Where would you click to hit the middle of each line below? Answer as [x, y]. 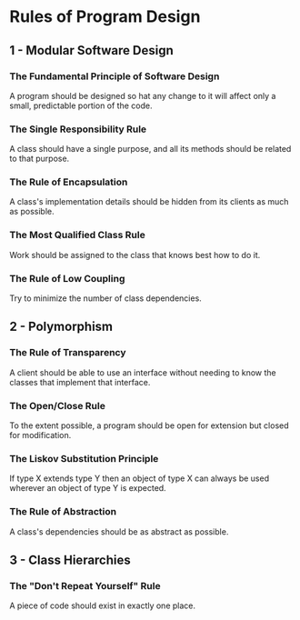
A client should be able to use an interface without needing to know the [143, 372]
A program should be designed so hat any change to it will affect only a [143, 95]
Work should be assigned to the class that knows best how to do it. [135, 255]
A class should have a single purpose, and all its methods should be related [150, 149]
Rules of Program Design [105, 17]
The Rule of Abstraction [63, 512]
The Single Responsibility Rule [78, 129]
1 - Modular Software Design [92, 50]
